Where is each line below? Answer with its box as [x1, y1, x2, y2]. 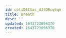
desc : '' [5, 16, 23, 21]
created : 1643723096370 [5, 26, 55, 31]
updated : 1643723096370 [5, 21, 55, 26]
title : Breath [5, 12, 35, 17]
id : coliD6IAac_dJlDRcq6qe [5, 7, 61, 12]
